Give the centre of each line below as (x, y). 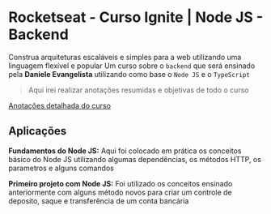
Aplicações (38, 131)
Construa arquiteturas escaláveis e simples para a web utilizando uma (125, 57)
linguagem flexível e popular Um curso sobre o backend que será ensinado (132, 66)
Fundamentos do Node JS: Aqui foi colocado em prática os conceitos (125, 151)
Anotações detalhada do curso (60, 105)
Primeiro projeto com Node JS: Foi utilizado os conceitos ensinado (121, 183)
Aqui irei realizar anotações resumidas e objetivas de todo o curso (138, 90)
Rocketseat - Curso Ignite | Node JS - (136, 17)
